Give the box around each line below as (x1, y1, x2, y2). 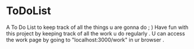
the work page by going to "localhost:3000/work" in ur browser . (6, 36, 164, 43)
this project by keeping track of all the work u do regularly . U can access (6, 30, 185, 37)
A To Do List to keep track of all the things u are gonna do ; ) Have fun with (6, 24, 189, 31)
